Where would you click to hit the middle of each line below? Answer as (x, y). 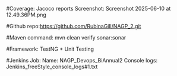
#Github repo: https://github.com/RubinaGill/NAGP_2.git (74, 26)
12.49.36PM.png (26, 15)
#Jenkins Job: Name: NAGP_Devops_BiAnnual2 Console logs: (82, 60)
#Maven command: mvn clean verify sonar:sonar (66, 37)
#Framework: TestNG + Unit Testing (50, 49)
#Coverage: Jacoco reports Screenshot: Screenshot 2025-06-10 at (88, 9)
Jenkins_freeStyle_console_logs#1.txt (52, 67)
